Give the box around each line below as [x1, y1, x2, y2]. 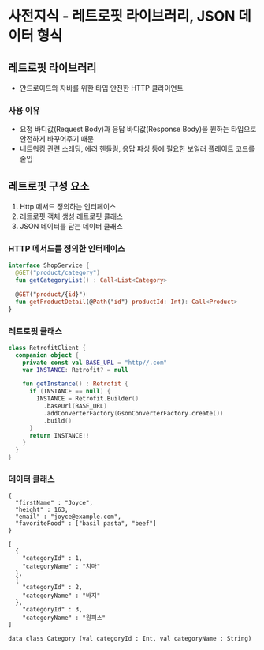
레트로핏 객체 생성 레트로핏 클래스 [19, 212, 124, 221]
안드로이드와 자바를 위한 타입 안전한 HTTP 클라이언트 [19, 84, 184, 92]
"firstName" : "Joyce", [15, 499, 93, 507]
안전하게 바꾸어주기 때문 [19, 134, 95, 144]
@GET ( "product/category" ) [15, 269, 101, 277]
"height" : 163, [15, 506, 69, 514]
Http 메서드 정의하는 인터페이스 [19, 202, 117, 212]
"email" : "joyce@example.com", [15, 513, 122, 521]
